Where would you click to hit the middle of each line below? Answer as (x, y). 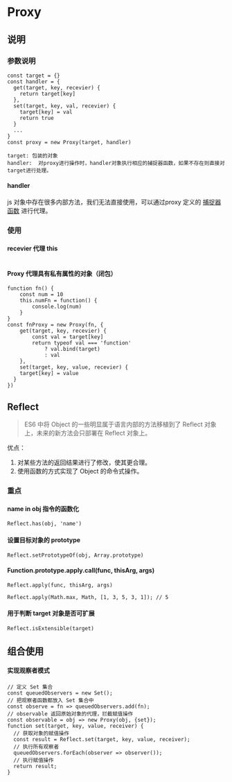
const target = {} (34, 76)
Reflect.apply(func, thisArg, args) (60, 585)
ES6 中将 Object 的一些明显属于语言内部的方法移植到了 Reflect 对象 (120, 424)
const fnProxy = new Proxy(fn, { (55, 325)
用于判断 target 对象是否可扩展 (51, 614)
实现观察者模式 (28, 670)
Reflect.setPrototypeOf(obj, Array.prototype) (75, 555)
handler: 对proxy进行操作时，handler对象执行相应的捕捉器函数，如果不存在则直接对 (116, 163)
